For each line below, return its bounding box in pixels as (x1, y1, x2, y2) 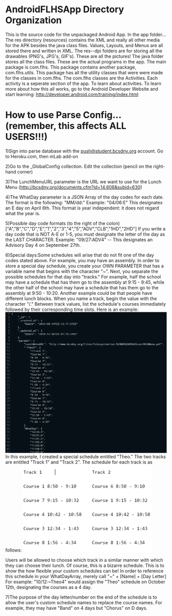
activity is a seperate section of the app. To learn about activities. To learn (5, 80, 162, 87)
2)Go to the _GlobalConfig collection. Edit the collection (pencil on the (5, 163, 153, 169)
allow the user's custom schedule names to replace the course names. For (5, 599, 163, 605)
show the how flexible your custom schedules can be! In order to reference (5, 567, 164, 574)
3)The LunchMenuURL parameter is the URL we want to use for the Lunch (5, 178, 162, 185)
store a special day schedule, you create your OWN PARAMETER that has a (5, 263, 164, 269)
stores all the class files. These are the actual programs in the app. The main (5, 58, 166, 65)
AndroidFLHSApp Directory (5, 4, 124, 15)
